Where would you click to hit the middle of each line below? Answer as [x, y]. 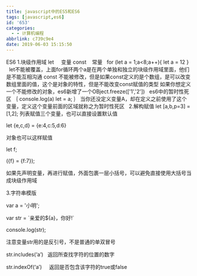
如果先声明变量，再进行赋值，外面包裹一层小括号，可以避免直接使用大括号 [96, 173]
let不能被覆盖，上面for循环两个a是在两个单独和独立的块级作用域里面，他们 [99, 69]
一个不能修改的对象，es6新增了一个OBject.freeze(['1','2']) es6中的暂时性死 [98, 91]
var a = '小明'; [23, 205]
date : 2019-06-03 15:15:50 [39, 45]
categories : [21, 28]
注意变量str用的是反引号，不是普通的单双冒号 [61, 242]
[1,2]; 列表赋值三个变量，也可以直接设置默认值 [62, 113]
